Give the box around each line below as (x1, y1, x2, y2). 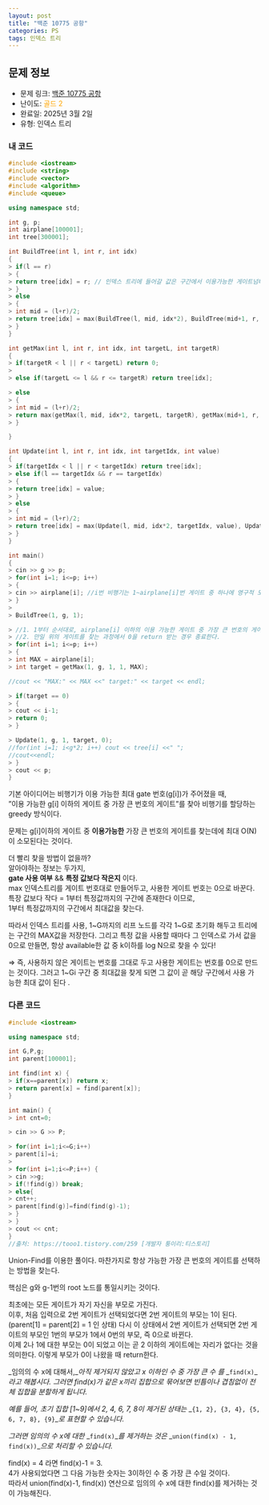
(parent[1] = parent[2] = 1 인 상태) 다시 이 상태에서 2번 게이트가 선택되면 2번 (8, 1320, 250, 1329)
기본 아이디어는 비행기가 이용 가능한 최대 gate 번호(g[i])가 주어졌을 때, (8, 789, 227, 799)
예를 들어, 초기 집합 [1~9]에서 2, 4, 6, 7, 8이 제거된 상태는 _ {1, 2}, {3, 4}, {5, (8, 1404, 260, 1413)
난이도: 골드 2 (19, 99, 63, 108)
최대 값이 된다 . (22, 978, 70, 987)
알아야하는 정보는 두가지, (8, 864, 86, 873)
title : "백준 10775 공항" (8, 19, 88, 27)
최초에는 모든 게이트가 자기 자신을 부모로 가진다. (8, 1300, 159, 1309)
